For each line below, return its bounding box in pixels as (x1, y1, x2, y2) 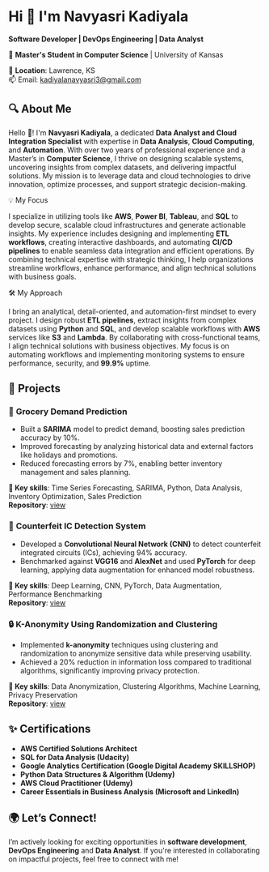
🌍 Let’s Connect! (8, 811, 97, 825)
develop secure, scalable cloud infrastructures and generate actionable (8, 220, 246, 229)
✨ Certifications (8, 722, 91, 736)
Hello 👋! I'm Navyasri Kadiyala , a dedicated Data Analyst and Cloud (8, 127, 237, 137)
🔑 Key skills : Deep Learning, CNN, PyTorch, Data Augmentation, (8, 580, 222, 590)
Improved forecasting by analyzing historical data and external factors (19, 442, 254, 451)
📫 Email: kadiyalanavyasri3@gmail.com (8, 75, 141, 84)
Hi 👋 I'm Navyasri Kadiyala (8, 7, 189, 26)
